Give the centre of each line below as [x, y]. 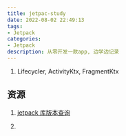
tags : [15, 26]
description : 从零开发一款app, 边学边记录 [63, 52]
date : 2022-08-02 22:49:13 [46, 20]
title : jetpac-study [37, 13]
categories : [24, 39]
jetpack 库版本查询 [44, 112]
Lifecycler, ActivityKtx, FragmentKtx [68, 71]
